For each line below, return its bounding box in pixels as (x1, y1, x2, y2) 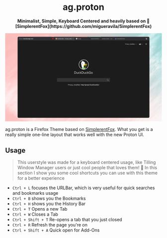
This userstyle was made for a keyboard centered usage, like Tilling (17, 159, 156, 165)
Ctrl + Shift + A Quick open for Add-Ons (12, 227, 100, 233)
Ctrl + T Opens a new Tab (12, 206, 68, 212)
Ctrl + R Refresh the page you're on (12, 222, 88, 228)
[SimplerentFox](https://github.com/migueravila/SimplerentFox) (15, 23, 152, 29)
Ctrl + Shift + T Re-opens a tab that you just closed (12, 217, 123, 223)
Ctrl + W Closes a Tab (12, 211, 59, 218)
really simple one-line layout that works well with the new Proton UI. (5, 131, 144, 138)
